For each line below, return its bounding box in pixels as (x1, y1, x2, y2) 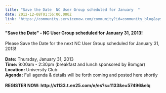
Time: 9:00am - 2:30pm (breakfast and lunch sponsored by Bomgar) (5, 61, 146, 67)
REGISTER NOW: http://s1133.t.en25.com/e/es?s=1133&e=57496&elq (5, 83, 151, 89)
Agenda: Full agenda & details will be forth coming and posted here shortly (5, 72, 158, 78)
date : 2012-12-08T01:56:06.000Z (5, 12, 72, 17)
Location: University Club (5, 67, 58, 73)
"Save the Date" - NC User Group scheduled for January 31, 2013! (5, 30, 143, 36)
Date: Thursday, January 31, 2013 (5, 56, 74, 62)
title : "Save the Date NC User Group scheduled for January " (5, 7, 140, 12)
